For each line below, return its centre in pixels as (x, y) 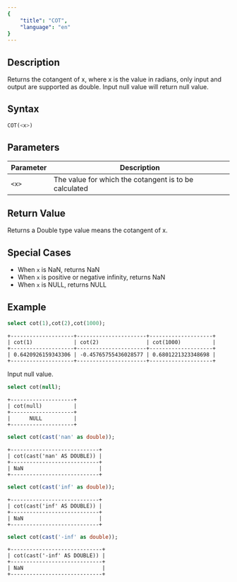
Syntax (23, 109)
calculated (71, 188)
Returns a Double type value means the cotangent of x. (87, 230)
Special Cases (39, 252)
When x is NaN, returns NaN (59, 270)
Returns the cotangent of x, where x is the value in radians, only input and (115, 79)
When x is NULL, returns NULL (62, 285)
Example (27, 307)
